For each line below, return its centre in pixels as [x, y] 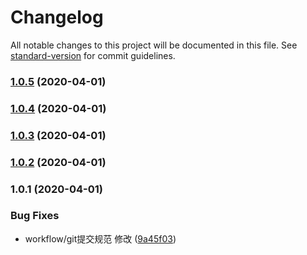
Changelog [57, 17]
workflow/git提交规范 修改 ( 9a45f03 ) [100, 238]
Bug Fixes [35, 216]
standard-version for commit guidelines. [93, 55]
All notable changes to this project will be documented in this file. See [154, 45]
